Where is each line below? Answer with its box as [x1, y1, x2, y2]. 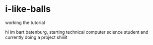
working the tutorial [5, 20, 45, 25]
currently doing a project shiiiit [5, 34, 68, 40]
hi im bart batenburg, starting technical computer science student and [5, 29, 149, 35]
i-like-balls [5, 3, 51, 15]
